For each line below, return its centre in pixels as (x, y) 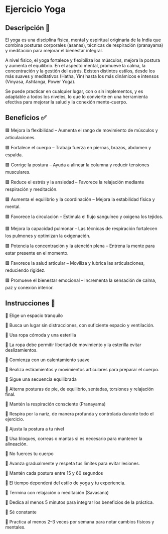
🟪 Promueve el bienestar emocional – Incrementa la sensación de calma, (81, 280)
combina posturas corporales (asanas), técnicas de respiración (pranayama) (84, 45)
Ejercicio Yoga (36, 9)
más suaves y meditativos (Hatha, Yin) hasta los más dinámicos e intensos (82, 76)
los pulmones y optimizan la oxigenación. (48, 236)
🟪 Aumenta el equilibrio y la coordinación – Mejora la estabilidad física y (80, 199)
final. (11, 394)
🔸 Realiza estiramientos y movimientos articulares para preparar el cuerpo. (82, 369)
